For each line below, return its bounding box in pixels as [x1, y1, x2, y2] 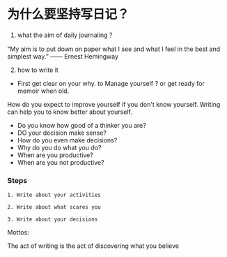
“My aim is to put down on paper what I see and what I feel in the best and [7, 45, 221, 53]
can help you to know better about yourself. [7, 108, 132, 116]
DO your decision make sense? [17, 128, 107, 137]
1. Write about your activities [7, 191, 101, 199]
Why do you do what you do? [17, 143, 102, 152]
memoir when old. [17, 87, 70, 95]
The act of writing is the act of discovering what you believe [7, 242, 180, 250]
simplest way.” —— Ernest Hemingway [7, 52, 119, 60]
